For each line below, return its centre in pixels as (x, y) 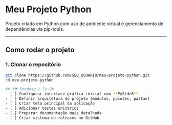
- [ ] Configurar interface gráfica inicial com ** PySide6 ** (72, 94)
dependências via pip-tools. (35, 29)
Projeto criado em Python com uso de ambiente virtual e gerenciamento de (84, 24)
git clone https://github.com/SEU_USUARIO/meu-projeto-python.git (78, 75)
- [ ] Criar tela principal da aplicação (50, 103)
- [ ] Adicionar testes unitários (42, 108)
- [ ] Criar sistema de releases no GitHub (52, 118)
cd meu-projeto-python (29, 80)
